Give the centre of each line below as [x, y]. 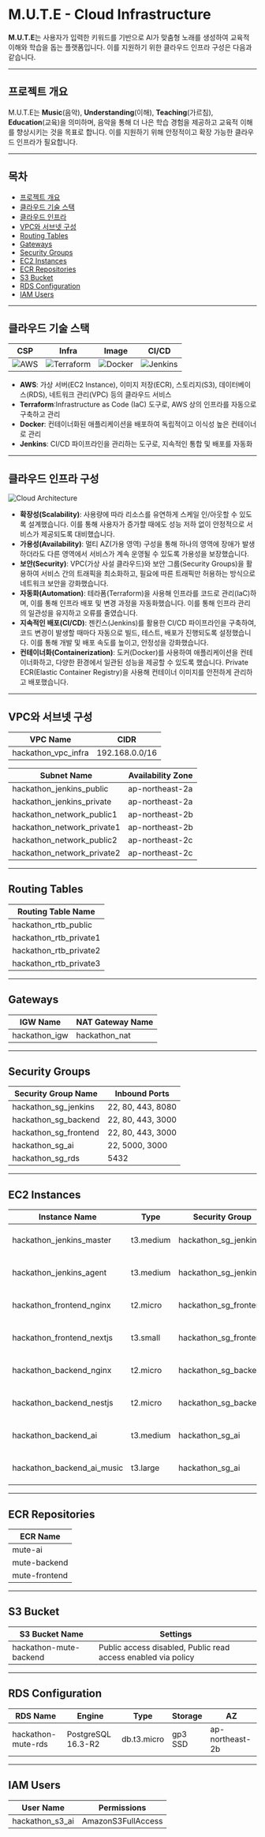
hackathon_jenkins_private [62, 801]
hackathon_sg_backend [56, 1120]
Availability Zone [160, 775]
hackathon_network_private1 [66, 827]
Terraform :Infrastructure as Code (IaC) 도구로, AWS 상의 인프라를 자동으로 [138, 405]
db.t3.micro [143, 1739]
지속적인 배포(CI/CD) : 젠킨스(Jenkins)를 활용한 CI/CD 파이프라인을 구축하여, [138, 623]
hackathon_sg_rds [46, 1158]
